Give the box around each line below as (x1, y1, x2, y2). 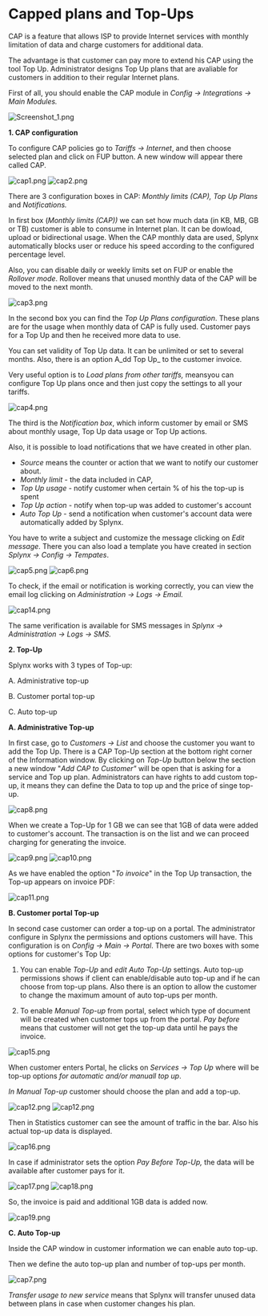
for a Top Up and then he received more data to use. (8, 330, 182, 339)
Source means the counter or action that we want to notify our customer (19, 457, 258, 467)
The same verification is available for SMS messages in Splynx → (8, 620, 224, 630)
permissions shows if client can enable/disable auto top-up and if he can (19, 973, 260, 983)
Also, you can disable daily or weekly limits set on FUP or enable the (8, 265, 234, 274)
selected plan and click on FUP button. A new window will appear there (8, 152, 243, 161)
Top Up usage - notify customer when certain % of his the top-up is (19, 483, 245, 493)
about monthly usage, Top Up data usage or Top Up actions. (8, 426, 208, 436)
